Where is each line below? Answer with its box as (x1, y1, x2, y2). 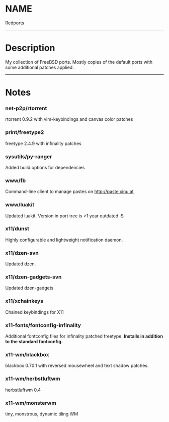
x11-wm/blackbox (5, 351, 49, 358)
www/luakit (5, 201, 35, 208)
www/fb (5, 177, 26, 184)
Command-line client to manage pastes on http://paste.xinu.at (5, 189, 134, 195)
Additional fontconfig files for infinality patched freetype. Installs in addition (5, 333, 163, 339)
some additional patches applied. (5, 64, 74, 70)
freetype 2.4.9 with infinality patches (5, 140, 81, 147)
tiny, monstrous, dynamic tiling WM (5, 410, 78, 417)
